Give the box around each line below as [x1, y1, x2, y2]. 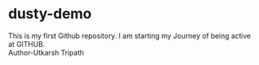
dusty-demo [8, 5, 92, 23]
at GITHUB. [8, 39, 45, 48]
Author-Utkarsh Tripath [8, 48, 85, 57]
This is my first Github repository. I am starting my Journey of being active [8, 31, 252, 40]
